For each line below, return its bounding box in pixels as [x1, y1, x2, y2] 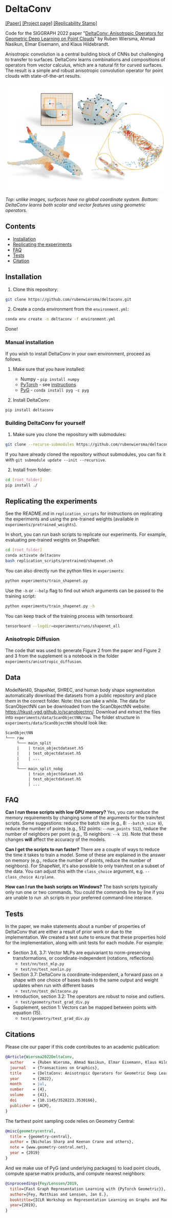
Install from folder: [12, 467, 52, 473]
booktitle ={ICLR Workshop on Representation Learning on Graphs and [10, 1197, 159, 1203]
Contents [5, 222, 36, 231]
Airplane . [35, 874, 55, 880]
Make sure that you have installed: [12, 366, 85, 372]
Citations [5, 1030, 35, 1039]
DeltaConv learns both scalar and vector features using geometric [5, 202, 146, 208]
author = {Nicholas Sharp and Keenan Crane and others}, [10, 1139, 134, 1144]
